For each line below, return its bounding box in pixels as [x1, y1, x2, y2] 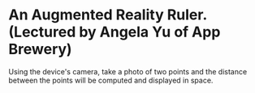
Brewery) [8, 40, 72, 58]
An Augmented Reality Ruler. [8, 6, 207, 24]
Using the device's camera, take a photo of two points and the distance [8, 66, 248, 76]
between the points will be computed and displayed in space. [8, 75, 214, 85]
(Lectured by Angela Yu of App [8, 23, 221, 41]
